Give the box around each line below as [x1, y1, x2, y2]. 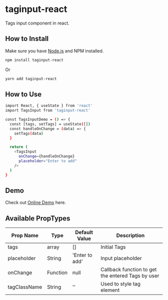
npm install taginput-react [5, 57, 64, 62]
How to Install [5, 34, 49, 43]
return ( [9, 144, 28, 149]
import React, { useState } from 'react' [5, 103, 93, 108]
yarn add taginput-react [5, 76, 57, 81]
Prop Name [11, 232, 39, 239]
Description [116, 232, 145, 239]
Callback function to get [100, 266, 157, 273]
